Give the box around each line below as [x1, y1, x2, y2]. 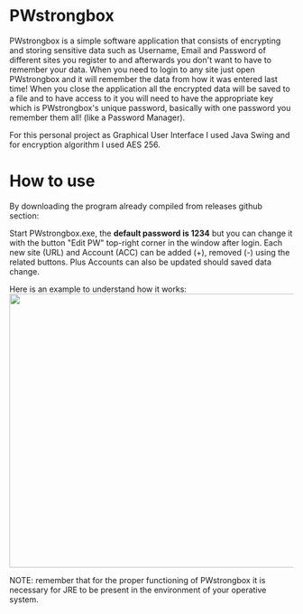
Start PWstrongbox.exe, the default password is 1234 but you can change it [9, 228, 293, 238]
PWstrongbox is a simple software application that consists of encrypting [9, 35, 281, 46]
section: [9, 209, 40, 221]
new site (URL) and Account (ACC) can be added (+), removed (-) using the [9, 247, 290, 257]
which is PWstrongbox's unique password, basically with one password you [9, 102, 291, 113]
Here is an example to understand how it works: [9, 284, 188, 294]
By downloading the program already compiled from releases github [9, 200, 263, 211]
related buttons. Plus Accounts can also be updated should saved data [9, 256, 272, 267]
